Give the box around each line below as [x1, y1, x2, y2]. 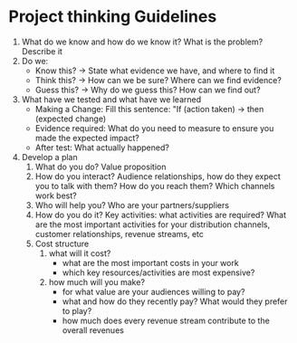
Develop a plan [21, 151, 78, 162]
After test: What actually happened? [34, 142, 169, 153]
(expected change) [34, 113, 106, 124]
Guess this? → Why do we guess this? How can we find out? [34, 84, 261, 95]
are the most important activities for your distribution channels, [34, 219, 271, 230]
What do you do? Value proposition [34, 161, 167, 172]
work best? [34, 190, 78, 201]
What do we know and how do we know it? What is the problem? [21, 36, 263, 47]
